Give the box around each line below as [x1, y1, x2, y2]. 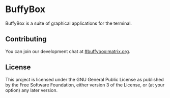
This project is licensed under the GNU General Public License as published [5, 76, 164, 82]
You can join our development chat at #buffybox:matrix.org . [5, 48, 131, 54]
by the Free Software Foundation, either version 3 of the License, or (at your [5, 82, 165, 88]
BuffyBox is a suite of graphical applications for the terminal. [5, 20, 132, 26]
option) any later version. [5, 87, 58, 93]
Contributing [5, 35, 47, 43]
